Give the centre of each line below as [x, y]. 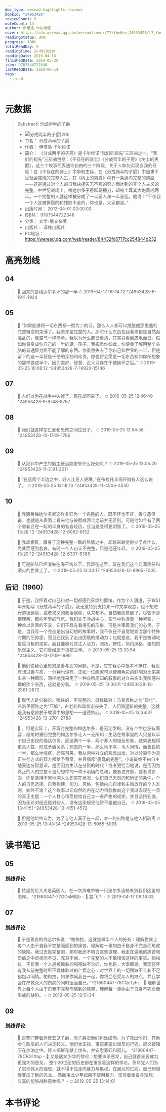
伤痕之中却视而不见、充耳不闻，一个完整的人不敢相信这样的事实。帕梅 [89, 958]
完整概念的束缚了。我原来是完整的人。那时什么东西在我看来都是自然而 [89, 331]
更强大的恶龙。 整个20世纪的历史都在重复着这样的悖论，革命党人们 [85, 1062]
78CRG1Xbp [29, 1056]
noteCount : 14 [20, 24]
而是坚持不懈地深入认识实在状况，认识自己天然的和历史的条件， [91, 778]
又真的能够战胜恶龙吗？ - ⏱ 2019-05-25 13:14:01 [66, 1081]
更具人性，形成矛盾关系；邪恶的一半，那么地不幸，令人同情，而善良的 [89, 746]
